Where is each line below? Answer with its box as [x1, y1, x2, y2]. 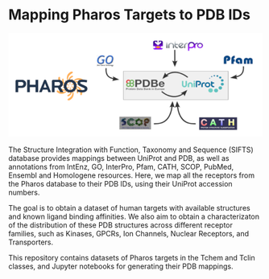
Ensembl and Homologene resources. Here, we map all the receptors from [8, 170, 255, 180]
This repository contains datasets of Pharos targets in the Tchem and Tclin [8, 253, 255, 263]
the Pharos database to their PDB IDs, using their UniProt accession [8, 179, 233, 189]
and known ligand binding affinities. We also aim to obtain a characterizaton [8, 211, 260, 222]
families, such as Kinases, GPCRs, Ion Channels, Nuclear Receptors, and [8, 229, 250, 239]
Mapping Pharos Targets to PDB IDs [8, 6, 251, 24]
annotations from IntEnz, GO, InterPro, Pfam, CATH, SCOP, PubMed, [8, 162, 234, 172]
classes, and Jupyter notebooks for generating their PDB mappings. [8, 261, 234, 271]
